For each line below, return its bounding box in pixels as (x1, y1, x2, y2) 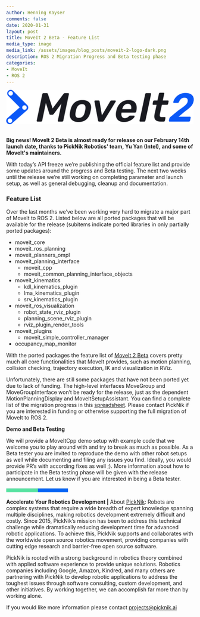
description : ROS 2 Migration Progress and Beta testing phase (6, 54, 167, 60)
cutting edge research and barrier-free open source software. (6, 543, 158, 550)
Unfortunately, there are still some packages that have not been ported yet (6, 376, 189, 383)
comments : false (6, 16, 46, 22)
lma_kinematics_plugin (23, 289, 80, 297)
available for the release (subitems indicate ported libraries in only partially (6, 221, 189, 228)
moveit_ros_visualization (14, 302, 74, 310)
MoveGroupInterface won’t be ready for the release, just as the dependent (6, 388, 189, 396)
